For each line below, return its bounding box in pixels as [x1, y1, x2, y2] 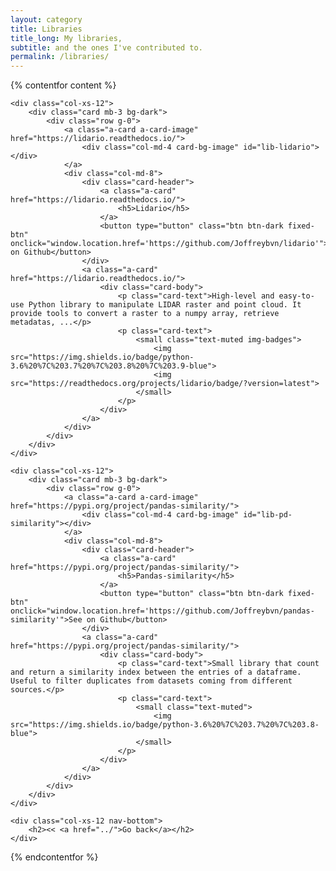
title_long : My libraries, [10, 33, 123, 43]
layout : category [10, 14, 83, 25]
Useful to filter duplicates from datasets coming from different [10, 676, 293, 686]
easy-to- [278, 291, 315, 301]
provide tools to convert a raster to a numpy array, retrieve [10, 309, 280, 319]
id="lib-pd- [243, 510, 293, 520]
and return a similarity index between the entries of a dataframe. [10, 667, 302, 678]
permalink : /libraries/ [10, 52, 110, 62]
